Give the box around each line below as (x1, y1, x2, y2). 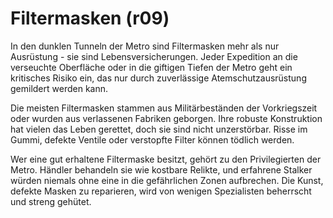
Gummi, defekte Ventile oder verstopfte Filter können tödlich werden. (10, 133, 295, 146)
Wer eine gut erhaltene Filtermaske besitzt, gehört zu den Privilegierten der (10, 153, 322, 165)
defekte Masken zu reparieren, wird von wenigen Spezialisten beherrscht (10, 185, 312, 197)
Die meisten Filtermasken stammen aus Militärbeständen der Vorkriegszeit (10, 102, 318, 114)
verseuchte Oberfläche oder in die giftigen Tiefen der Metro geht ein (10, 61, 293, 73)
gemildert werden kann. (10, 82, 109, 94)
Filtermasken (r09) (10, 7, 170, 30)
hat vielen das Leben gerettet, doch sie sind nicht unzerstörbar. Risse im (10, 123, 308, 135)
